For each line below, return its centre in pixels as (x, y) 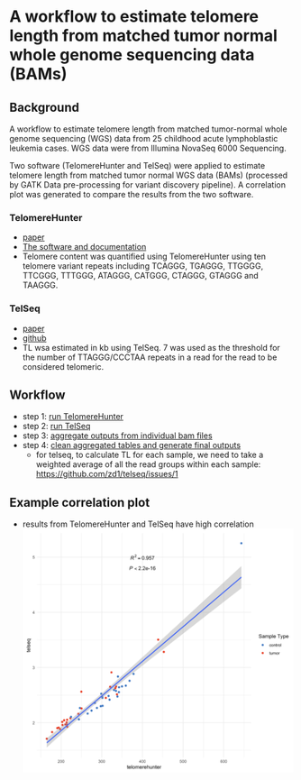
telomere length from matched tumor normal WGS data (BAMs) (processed (149, 175)
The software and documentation (84, 247)
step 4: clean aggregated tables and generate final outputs (132, 445)
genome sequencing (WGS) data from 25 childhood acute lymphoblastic (144, 138)
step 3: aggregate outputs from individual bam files (118, 436)
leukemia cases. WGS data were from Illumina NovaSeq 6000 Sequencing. (148, 148)
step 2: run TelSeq (56, 427)
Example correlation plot (80, 502)
